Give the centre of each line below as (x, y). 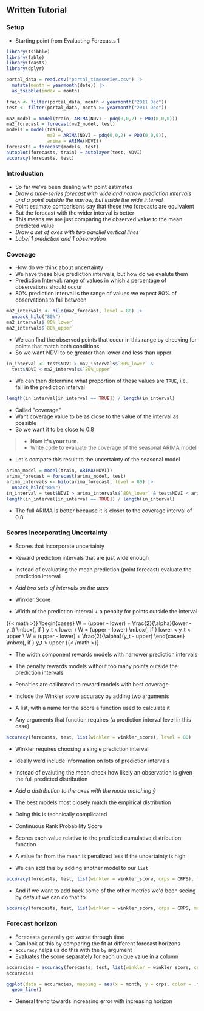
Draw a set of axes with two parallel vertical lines (77, 232)
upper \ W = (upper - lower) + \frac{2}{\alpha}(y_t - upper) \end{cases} (96, 636)
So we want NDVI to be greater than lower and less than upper (93, 353)
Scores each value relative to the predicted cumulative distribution (98, 838)
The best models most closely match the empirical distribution (93, 802)
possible (26, 423)
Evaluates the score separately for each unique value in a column (97, 956)
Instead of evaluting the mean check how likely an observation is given (104, 772)
